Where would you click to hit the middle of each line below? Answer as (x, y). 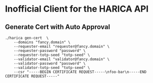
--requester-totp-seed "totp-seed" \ (52, 55)
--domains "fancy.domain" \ (42, 42)
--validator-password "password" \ (50, 64)
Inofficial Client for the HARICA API (77, 9)
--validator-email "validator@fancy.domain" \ (62, 59)
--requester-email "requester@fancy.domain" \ (62, 47)
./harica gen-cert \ (27, 38)
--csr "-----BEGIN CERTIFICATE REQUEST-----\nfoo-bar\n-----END (80, 72)
